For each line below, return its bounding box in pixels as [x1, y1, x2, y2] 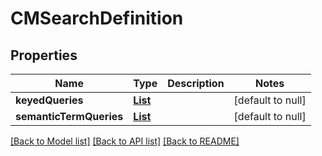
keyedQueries [15, 93, 84, 107]
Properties [10, 47, 78, 64]
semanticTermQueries [15, 110, 124, 123]
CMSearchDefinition [10, 7, 184, 30]
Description [167, 77, 225, 90]
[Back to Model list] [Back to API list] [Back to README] [10, 135, 240, 147]
